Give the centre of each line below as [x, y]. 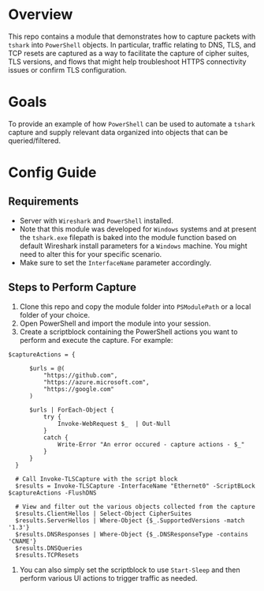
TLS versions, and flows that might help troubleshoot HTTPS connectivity [127, 62]
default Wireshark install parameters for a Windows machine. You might [133, 246]
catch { [56, 437]
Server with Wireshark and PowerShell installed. [96, 220]
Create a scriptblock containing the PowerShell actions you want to [128, 331]
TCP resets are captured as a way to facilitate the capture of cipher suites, [129, 53]
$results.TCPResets [47, 555]
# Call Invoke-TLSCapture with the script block [97, 479]
